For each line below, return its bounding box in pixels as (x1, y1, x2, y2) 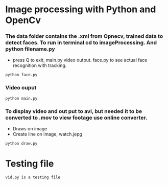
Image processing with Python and (5, 4, 156, 15)
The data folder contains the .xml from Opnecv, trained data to (5, 33, 163, 40)
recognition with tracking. (12, 62, 67, 68)
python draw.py (5, 141, 38, 146)
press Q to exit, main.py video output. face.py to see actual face (12, 57, 148, 63)
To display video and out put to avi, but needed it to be (5, 107, 142, 114)
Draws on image (12, 126, 47, 132)
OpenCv (5, 14, 41, 26)
